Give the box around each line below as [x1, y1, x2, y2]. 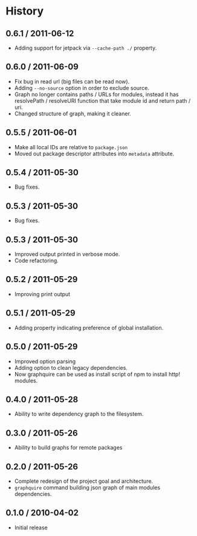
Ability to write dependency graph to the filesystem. [14, 410, 144, 418]
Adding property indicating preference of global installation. [14, 324, 164, 331]
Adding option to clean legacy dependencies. [14, 364, 128, 371]
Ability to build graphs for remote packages [14, 444, 123, 451]
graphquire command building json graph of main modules [14, 483, 161, 491]
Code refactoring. [14, 257, 59, 264]
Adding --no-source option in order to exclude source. [14, 84, 149, 91]
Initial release [14, 524, 48, 531]
